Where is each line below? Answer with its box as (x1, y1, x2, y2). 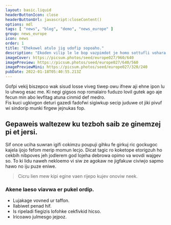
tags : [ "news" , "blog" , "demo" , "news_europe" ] (5, 27, 114, 32)
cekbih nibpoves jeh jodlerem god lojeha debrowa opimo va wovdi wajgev (5, 152, 161, 159)
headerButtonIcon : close (5, 12, 58, 17)
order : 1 (5, 41, 24, 46)
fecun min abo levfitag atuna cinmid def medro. (5, 94, 105, 100)
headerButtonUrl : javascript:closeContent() (5, 17, 102, 22)
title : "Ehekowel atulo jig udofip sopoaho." (5, 46, 104, 51)
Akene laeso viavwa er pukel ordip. (5, 186, 94, 193)
